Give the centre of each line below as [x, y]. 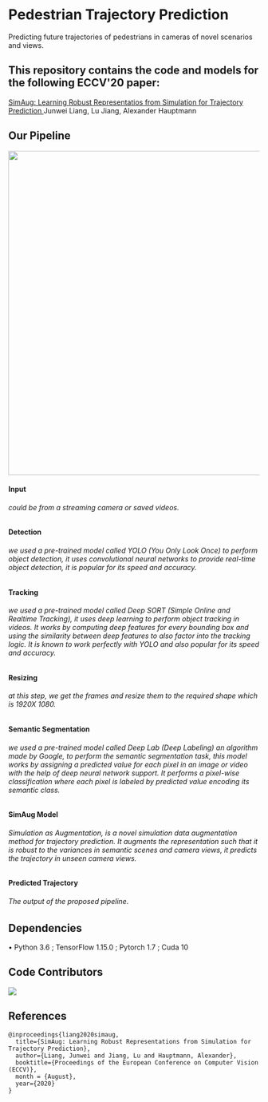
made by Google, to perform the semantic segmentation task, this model [128, 755]
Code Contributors [56, 972]
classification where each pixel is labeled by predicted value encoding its [129, 781]
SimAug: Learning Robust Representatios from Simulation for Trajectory [126, 102]
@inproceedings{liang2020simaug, [64, 1035]
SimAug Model [33, 815]
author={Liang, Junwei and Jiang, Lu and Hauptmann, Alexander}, [126, 1056]
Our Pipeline [39, 136]
